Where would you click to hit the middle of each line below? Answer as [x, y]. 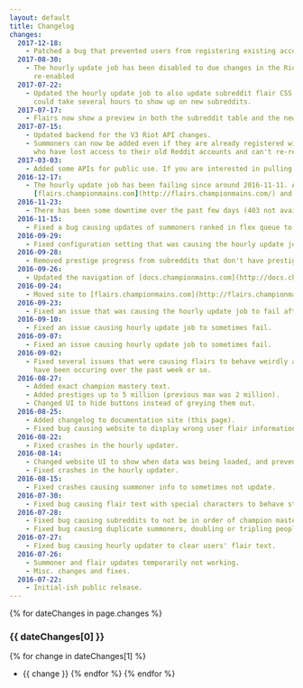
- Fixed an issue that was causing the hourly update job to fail [153, 311]
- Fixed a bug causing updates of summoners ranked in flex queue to [159, 227]
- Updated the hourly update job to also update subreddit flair [151, 93]
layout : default [40, 18]
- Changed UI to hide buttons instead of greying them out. [141, 404]
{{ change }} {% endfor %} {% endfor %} [99, 674]
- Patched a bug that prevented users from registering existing [151, 51]
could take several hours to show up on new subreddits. [142, 101]
